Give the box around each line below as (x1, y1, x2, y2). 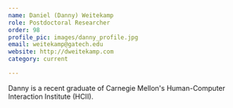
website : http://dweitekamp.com (8, 48, 114, 56)
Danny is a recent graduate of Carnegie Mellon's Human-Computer (8, 83, 226, 92)
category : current (8, 56, 68, 63)
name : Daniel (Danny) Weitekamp (8, 11, 114, 20)
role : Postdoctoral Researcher (8, 19, 111, 27)
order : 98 (8, 26, 41, 34)
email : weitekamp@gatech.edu (8, 41, 104, 49)
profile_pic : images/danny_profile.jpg (8, 33, 139, 41)
